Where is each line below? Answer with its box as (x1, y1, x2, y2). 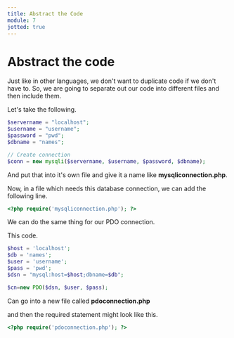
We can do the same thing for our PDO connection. (7, 218, 155, 226)
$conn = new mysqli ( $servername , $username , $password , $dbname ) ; (7, 157, 206, 165)
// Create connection (7, 151, 71, 158)
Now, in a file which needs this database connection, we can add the (7, 184, 207, 193)
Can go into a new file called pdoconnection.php (7, 297, 150, 305)
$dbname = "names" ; (7, 138, 65, 145)
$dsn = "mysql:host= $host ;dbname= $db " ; (7, 271, 124, 278)
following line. (7, 191, 48, 200)
